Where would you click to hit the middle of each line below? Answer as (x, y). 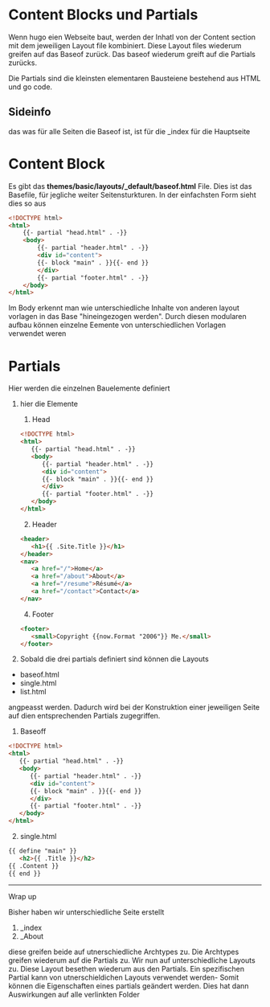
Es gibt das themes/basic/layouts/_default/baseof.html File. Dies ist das (130, 186)
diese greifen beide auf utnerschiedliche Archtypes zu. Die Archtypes (124, 952)
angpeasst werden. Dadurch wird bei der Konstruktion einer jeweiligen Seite (134, 707)
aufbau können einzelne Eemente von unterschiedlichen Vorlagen (117, 325)
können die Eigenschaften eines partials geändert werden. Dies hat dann (129, 985)
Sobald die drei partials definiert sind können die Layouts (114, 659)
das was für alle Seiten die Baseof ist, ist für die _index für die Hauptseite (129, 131)
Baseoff (33, 731)
